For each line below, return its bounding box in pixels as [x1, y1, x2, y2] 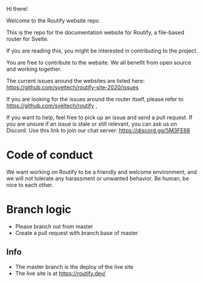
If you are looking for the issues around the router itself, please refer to [6, 96, 184, 102]
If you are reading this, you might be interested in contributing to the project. [6, 47, 198, 54]
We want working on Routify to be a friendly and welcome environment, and [6, 168, 197, 176]
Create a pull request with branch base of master [15, 229, 139, 237]
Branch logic [6, 202, 72, 217]
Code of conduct [6, 148, 93, 162]
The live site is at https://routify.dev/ [15, 270, 106, 277]
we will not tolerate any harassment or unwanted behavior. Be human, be [6, 174, 189, 182]
